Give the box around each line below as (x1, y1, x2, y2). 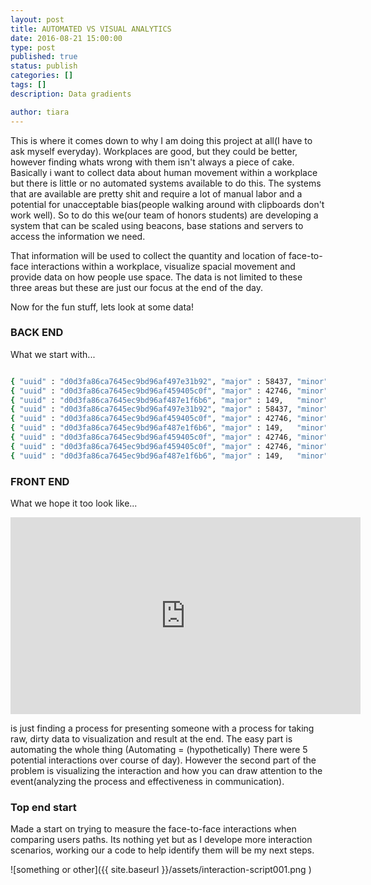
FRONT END (10, 474, 70, 488)
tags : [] (10, 80, 47, 90)
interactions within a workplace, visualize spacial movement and (30, 260, 296, 272)
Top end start (10, 800, 77, 814)
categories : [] (10, 71, 74, 81)
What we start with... (10, 348, 96, 360)
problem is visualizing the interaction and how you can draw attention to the (10, 764, 323, 776)
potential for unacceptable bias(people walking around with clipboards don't (10, 198, 325, 210)
